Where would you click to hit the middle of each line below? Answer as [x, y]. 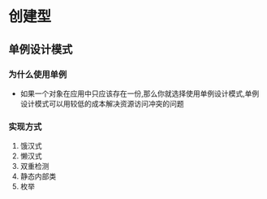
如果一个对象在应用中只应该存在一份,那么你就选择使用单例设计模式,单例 [140, 93]
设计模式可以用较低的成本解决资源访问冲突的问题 [102, 103]
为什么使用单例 [38, 74]
